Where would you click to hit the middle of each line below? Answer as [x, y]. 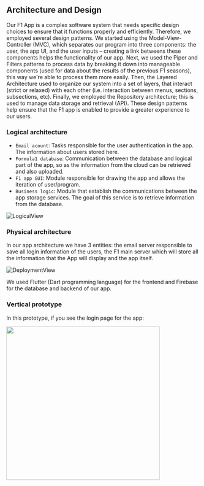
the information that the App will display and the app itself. [80, 258]
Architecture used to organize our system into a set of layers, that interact [100, 83]
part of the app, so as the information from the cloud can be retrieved [103, 165]
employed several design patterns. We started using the [77, 38]
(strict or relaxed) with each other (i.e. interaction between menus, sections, [102, 90]
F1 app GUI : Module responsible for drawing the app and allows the [100, 178]
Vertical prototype [34, 304]
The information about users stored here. [67, 152]
